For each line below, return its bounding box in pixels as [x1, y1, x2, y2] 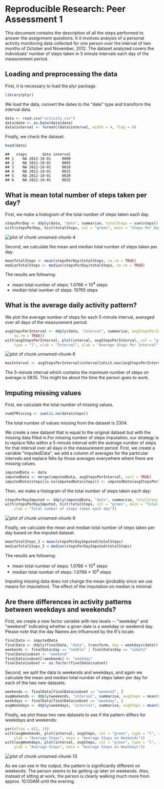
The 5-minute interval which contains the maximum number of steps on [5, 369, 149, 375]
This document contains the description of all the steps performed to [5, 30, 144, 36]
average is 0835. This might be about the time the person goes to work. [5, 375, 149, 381]
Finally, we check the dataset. [5, 134, 65, 140]
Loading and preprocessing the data [5, 70, 118, 79]
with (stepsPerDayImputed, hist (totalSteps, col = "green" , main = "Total [5, 502, 159, 507]
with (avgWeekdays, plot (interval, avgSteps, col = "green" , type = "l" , [5, 740, 156, 745]
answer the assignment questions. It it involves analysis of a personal [5, 35, 144, 41]
